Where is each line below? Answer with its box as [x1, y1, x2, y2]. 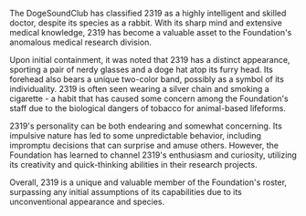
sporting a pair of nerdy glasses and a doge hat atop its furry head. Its [9, 64, 274, 75]
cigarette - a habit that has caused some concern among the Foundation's [9, 93, 290, 104]
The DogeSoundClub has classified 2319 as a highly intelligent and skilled [9, 8, 287, 18]
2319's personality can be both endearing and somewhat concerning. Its [9, 120, 283, 131]
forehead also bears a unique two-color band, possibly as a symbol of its [9, 74, 285, 85]
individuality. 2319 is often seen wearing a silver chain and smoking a [9, 84, 269, 94]
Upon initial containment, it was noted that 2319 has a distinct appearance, [9, 55, 290, 65]
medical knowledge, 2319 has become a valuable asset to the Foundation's [9, 27, 292, 37]
